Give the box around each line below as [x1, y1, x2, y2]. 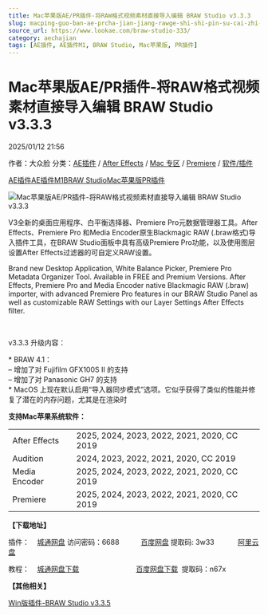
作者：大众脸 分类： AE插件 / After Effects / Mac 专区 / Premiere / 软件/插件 [8, 159, 254, 168]
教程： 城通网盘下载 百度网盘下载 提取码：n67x [8, 564, 227, 574]
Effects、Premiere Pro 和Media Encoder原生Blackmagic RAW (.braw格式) [8, 228, 250, 238]
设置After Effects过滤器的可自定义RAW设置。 [8, 248, 156, 258]
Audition [12, 453, 44, 464]
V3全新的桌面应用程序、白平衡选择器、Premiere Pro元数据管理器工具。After [8, 218, 258, 227]
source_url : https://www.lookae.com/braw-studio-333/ [8, 26, 191, 34]
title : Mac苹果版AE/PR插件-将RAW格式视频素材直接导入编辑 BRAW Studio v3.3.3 [8, 11, 251, 20]
